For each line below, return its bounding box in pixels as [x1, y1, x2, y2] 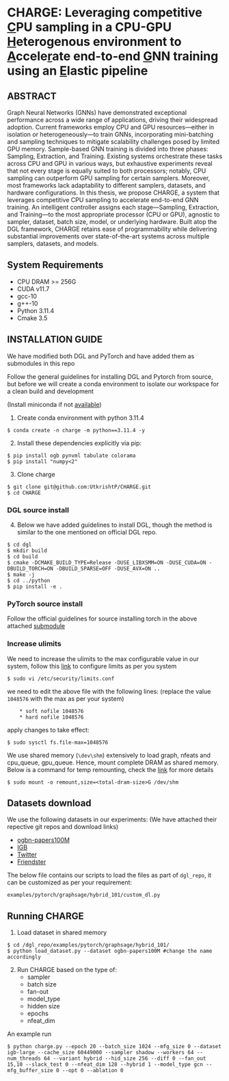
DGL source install [7, 505, 70, 514]
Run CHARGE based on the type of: [16, 966, 118, 974]
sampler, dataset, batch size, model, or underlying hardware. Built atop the [7, 218, 217, 225]
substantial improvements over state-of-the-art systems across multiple [7, 232, 210, 240]
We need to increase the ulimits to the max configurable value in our [7, 654, 200, 662]
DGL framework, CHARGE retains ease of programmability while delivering [7, 225, 217, 233]
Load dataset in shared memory [16, 928, 107, 936]
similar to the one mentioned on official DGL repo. [16, 527, 157, 536]
